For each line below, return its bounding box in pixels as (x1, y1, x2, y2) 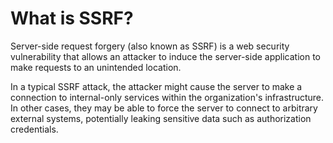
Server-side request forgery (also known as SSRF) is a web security (10, 40, 290, 52)
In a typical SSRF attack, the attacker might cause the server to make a (10, 80, 303, 92)
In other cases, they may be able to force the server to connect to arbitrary (10, 102, 318, 114)
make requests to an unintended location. (10, 61, 182, 73)
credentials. (10, 123, 59, 135)
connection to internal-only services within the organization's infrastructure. (10, 91, 325, 103)
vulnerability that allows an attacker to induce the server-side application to (10, 50, 322, 62)
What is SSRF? (10, 7, 134, 30)
